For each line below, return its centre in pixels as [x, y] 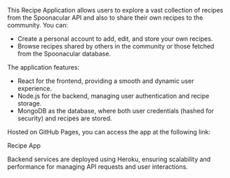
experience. [35, 88]
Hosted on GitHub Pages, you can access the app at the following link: [109, 132]
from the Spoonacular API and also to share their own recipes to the [105, 18]
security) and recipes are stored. [65, 118]
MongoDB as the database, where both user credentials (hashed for [116, 111]
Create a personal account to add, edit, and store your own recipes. [115, 39]
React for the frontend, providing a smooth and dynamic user [106, 81]
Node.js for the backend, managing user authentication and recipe [113, 96]
